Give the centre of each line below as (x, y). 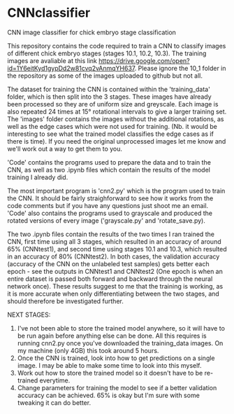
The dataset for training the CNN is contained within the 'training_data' (109, 89)
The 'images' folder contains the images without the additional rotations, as (116, 119)
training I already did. (38, 177)
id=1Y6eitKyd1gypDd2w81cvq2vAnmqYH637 (71, 68)
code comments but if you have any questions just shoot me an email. (108, 205)
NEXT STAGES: (29, 315)
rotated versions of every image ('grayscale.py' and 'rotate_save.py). (107, 220)
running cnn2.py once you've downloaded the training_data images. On (120, 343)
